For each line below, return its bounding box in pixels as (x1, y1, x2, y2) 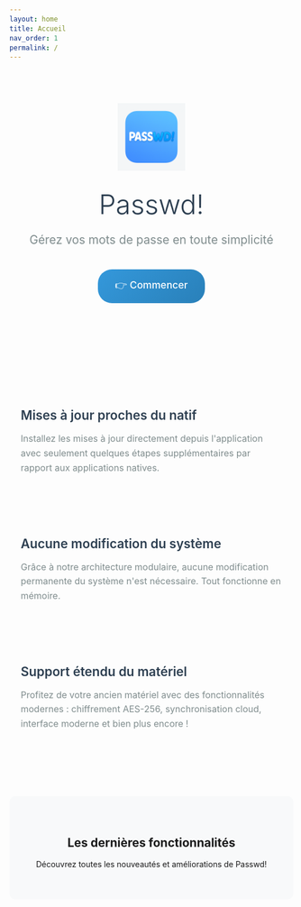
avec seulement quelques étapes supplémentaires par (21, 447, 251, 459)
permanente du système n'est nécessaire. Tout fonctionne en (21, 575, 281, 588)
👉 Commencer (114, 279, 188, 292)
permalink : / (9, 43, 59, 52)
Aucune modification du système (21, 535, 222, 552)
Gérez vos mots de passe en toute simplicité (29, 233, 274, 248)
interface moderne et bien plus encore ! (21, 717, 189, 729)
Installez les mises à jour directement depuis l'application (21, 433, 263, 445)
